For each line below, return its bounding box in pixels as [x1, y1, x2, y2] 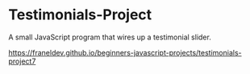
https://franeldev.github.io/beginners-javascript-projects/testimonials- [8, 47, 242, 57]
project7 [8, 56, 36, 66]
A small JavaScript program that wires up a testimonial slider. [8, 32, 211, 42]
